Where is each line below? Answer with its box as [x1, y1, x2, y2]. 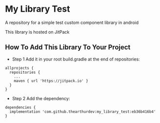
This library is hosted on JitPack [5, 29, 70, 35]
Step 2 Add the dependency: [12, 95, 70, 101]
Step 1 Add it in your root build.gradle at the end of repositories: [12, 56, 140, 62]
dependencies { [5, 105, 36, 110]
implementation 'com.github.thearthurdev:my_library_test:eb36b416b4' [9, 109, 156, 114]
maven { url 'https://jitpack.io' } [14, 78, 89, 83]
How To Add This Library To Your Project [5, 43, 131, 52]
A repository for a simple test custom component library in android [5, 20, 139, 25]
